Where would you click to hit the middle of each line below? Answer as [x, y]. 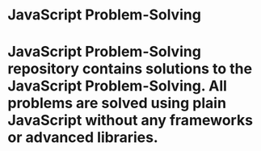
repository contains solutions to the [130, 69]
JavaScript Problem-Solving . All [118, 86]
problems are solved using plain [117, 103]
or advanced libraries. [83, 138]
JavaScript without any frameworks [130, 121]
